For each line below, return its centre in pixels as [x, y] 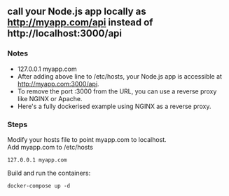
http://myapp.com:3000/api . [58, 84]
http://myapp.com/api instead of [80, 23]
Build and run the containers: [49, 173]
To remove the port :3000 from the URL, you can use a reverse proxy [117, 91]
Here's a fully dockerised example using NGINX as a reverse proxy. [114, 106]
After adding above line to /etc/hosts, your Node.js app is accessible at [120, 76]
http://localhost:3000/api [65, 33]
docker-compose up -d [39, 185]
